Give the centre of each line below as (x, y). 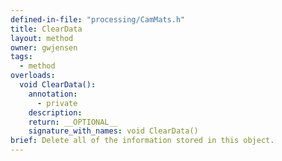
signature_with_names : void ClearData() (113, 131)
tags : (21, 57)
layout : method (42, 38)
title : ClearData (46, 29)
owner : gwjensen (44, 47)
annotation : (53, 94)
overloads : (33, 76)
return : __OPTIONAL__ (73, 122)
